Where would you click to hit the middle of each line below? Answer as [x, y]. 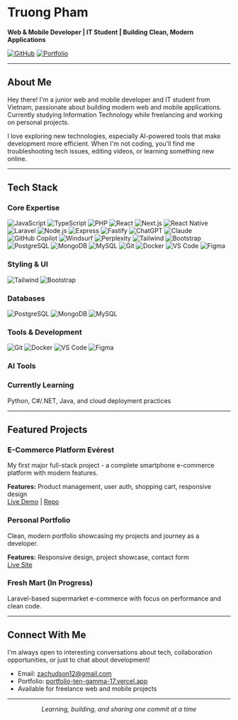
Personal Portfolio [39, 520]
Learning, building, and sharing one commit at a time [119, 709]
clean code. [24, 606]
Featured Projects [47, 430]
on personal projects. [38, 122]
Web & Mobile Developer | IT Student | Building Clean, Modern [101, 32]
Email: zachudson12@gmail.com [64, 673]
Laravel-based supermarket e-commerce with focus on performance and [114, 598]
